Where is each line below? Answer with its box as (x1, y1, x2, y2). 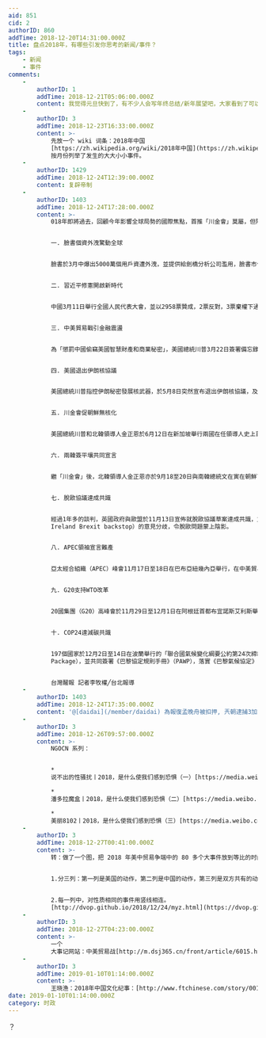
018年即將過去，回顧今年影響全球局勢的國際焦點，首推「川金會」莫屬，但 (50, 218, 256, 226)
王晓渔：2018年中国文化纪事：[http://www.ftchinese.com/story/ (50, 984, 249, 993)
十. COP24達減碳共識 (50, 628, 112, 636)
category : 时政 (8, 999, 56, 1007)
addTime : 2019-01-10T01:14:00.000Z (36, 970, 154, 978)
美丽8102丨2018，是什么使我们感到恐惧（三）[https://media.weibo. (50, 817, 254, 825)
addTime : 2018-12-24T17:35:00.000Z (36, 700, 154, 709)
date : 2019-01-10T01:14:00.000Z (8, 992, 115, 1000)
